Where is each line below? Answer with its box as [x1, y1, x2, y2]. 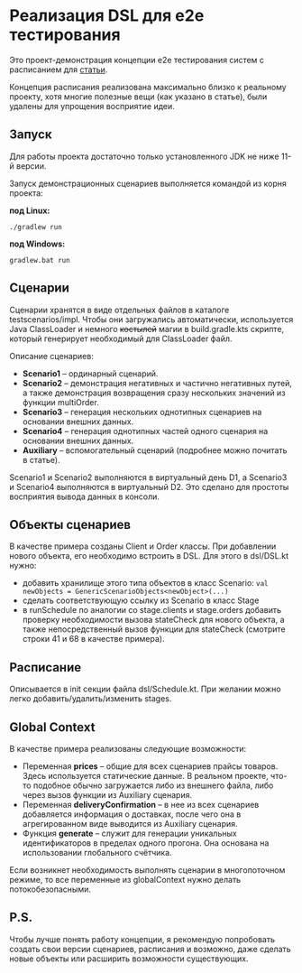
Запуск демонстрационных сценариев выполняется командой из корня [9, 178, 287, 189]
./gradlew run [9, 222, 63, 231]
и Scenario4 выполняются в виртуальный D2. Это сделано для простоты [9, 481, 289, 492]
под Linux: [9, 205, 50, 216]
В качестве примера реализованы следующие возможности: [9, 744, 247, 754]
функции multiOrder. [22, 396, 99, 407]
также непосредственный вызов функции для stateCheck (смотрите [22, 624, 286, 635]
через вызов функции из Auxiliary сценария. [22, 790, 193, 800]
